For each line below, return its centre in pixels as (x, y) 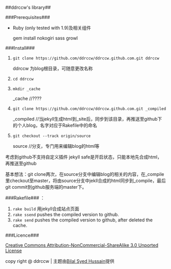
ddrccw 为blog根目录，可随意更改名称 (53, 68)
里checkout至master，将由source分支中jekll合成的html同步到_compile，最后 (86, 181)
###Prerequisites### (28, 17)
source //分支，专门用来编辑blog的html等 (56, 146)
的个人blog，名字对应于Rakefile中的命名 (55, 125)
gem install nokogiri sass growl (45, 38)
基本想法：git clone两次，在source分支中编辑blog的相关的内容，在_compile (85, 174)
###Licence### (22, 235)
